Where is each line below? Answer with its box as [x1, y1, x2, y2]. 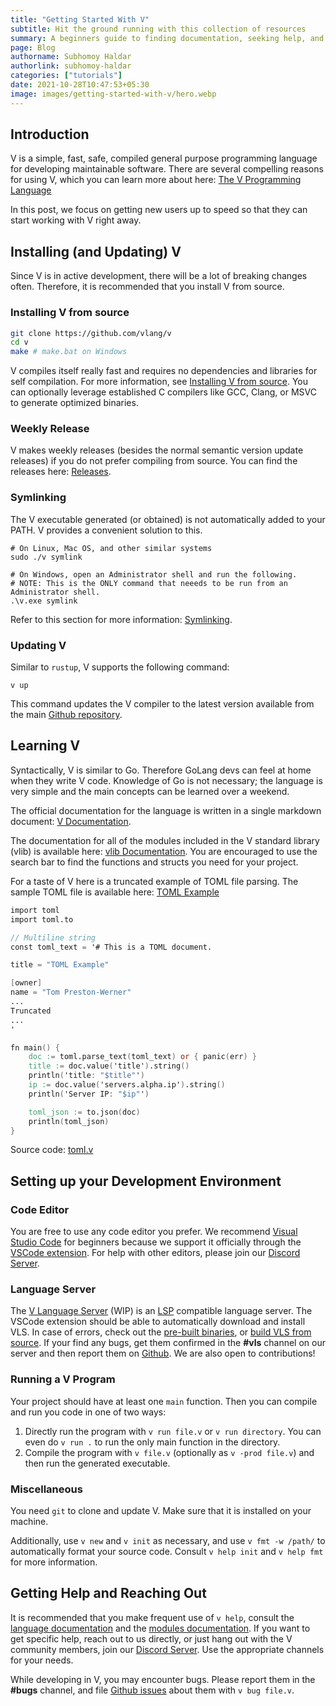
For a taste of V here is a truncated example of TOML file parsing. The [10, 875, 299, 887]
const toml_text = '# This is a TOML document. [10, 942, 213, 952]
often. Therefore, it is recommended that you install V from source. [10, 281, 285, 293]
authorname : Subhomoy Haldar [10, 52, 132, 62]
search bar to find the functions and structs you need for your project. [10, 856, 299, 868]
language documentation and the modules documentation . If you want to [10, 1622, 311, 1634]
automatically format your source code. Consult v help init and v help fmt [10, 1545, 324, 1557]
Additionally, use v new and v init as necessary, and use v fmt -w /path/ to [10, 1534, 326, 1546]
